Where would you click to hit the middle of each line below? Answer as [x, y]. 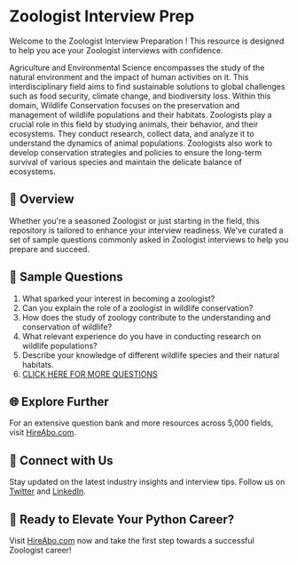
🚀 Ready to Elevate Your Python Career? [122, 519]
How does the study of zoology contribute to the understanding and [146, 317]
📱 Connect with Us [61, 461]
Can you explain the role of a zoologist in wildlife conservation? [137, 307]
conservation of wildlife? [67, 327]
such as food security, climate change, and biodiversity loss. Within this [140, 96]
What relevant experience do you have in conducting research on [141, 336]
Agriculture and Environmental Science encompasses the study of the [137, 68]
